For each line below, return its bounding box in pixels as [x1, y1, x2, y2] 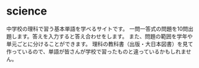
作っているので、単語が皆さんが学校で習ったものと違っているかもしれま [6, 47, 186, 55]
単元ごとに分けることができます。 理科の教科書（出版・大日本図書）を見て [6, 40, 194, 47]
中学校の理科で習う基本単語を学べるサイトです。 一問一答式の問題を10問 [6, 25, 189, 32]
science [6, 4, 47, 18]
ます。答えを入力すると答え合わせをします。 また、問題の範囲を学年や [16, 32, 193, 40]
